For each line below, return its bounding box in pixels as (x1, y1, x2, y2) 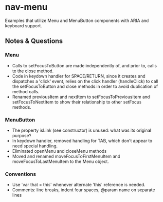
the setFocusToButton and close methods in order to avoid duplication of (12, 83, 158, 89)
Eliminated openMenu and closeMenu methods (12, 148, 107, 154)
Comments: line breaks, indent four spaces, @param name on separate (12, 187, 155, 193)
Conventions (5, 170, 36, 177)
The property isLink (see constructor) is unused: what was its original (12, 127, 152, 133)
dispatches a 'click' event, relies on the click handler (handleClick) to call (12, 78, 158, 84)
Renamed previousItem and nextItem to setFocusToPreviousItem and (12, 94, 150, 100)
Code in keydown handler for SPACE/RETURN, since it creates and (12, 73, 146, 79)
